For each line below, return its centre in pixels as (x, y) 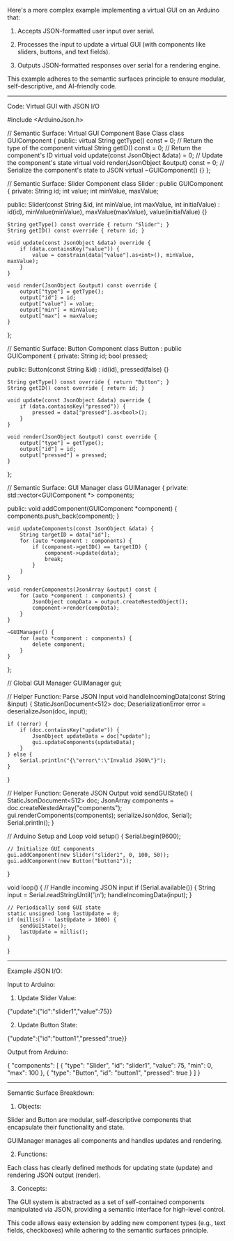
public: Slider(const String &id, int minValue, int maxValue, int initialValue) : (114, 204)
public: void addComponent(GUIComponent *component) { (92, 508)
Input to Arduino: (31, 985)
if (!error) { (28, 724)
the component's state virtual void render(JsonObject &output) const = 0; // (116, 163)
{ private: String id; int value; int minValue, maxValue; (83, 191)
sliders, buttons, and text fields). (63, 52)
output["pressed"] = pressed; (64, 455)
